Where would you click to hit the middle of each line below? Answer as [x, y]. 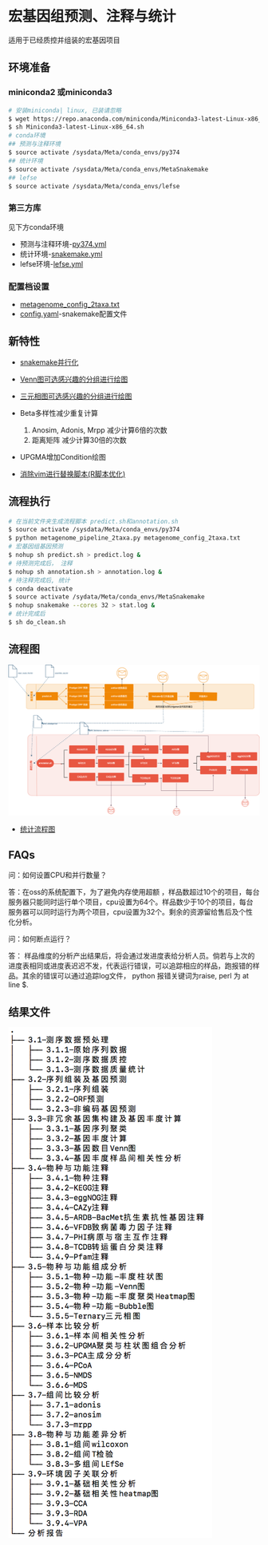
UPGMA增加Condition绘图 [63, 456]
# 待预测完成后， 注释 [41, 563]
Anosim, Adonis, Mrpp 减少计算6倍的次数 [99, 430]
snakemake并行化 [49, 362]
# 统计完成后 [27, 614]
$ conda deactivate [41, 589]
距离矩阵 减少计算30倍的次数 [79, 440]
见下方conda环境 [36, 227]
